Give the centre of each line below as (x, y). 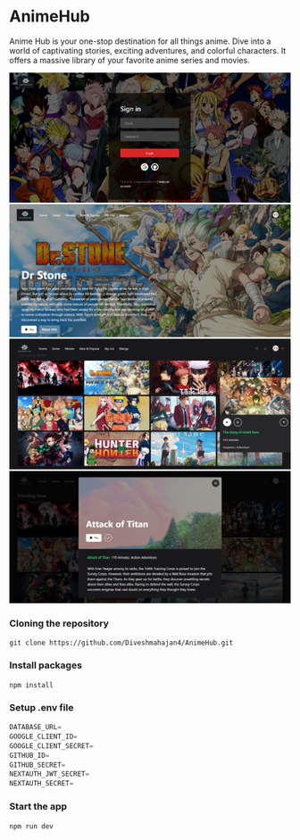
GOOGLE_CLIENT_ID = (43, 736)
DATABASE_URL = (36, 728)
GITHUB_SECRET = (37, 765)
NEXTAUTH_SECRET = (42, 784)
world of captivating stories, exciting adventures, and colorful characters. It (148, 50)
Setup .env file (42, 707)
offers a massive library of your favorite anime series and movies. (129, 60)
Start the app (38, 807)
